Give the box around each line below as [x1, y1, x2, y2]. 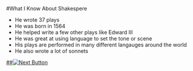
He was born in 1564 [14, 23, 65, 29]
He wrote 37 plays [14, 16, 60, 23]
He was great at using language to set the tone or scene [14, 35, 153, 42]
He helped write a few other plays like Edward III [14, 29, 133, 36]
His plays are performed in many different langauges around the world [14, 41, 187, 48]
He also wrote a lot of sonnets [14, 48, 88, 55]
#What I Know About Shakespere [6, 5, 87, 12]
